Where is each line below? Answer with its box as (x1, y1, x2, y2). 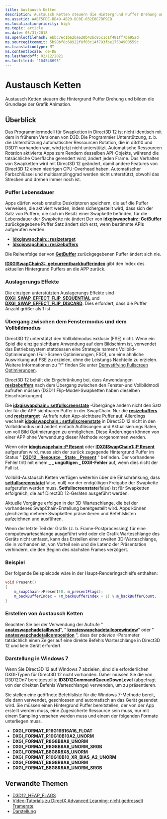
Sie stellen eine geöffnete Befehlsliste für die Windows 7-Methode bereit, (5, 692, 156, 698)
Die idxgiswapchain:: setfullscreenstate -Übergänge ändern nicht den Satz (5, 402, 162, 408)
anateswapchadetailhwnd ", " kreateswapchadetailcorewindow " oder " (5, 627, 154, 633)
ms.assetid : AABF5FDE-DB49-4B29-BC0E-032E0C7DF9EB (5, 16, 112, 21)
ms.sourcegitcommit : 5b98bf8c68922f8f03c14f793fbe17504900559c (5, 40, 139, 45)
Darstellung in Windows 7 (5, 655, 69, 662)
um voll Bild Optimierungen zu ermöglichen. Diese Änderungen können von (5, 429, 160, 435)
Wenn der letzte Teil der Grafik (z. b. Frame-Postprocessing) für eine (5, 525, 146, 531)
